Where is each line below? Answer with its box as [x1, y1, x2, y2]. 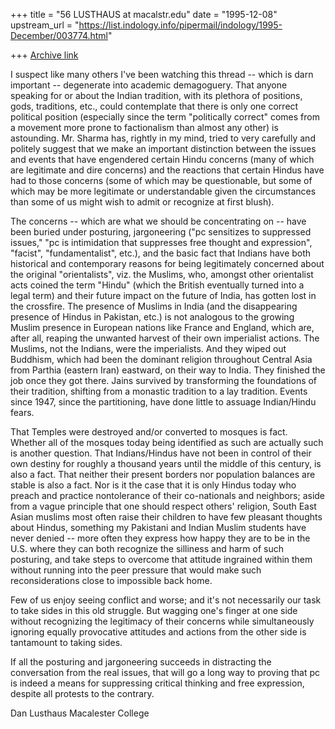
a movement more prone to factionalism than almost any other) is [10, 122, 279, 133]
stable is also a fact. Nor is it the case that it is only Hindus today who [10, 479, 297, 491]
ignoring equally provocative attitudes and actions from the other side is [10, 626, 307, 638]
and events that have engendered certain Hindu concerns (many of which [10, 154, 315, 165]
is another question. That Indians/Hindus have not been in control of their [10, 447, 312, 459]
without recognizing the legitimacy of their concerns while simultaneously [10, 615, 315, 627]
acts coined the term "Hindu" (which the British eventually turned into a [10, 279, 305, 291]
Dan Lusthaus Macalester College [10, 707, 150, 719]
